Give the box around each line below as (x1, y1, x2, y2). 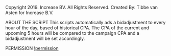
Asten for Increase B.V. (5, 10, 54, 16)
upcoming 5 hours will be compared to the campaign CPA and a (5, 30, 139, 36)
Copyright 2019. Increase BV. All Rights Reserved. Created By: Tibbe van (5, 5, 158, 10)
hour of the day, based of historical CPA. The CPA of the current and (5, 25, 150, 31)
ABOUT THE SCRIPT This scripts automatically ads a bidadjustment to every (5, 20, 166, 25)
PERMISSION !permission (5, 45, 59, 51)
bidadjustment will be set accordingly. (5, 35, 85, 41)
